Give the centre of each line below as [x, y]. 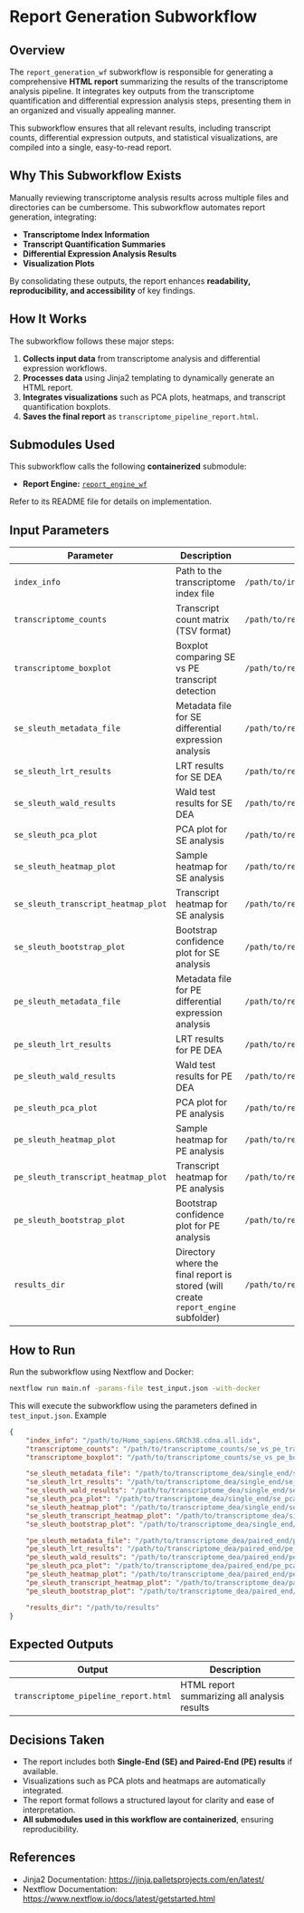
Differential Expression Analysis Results [100, 253]
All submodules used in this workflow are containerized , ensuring [148, 1820]
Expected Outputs [62, 1644]
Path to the [199, 571]
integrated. [43, 1791]
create [190, 1297]
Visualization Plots [58, 263]
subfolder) [198, 1318]
